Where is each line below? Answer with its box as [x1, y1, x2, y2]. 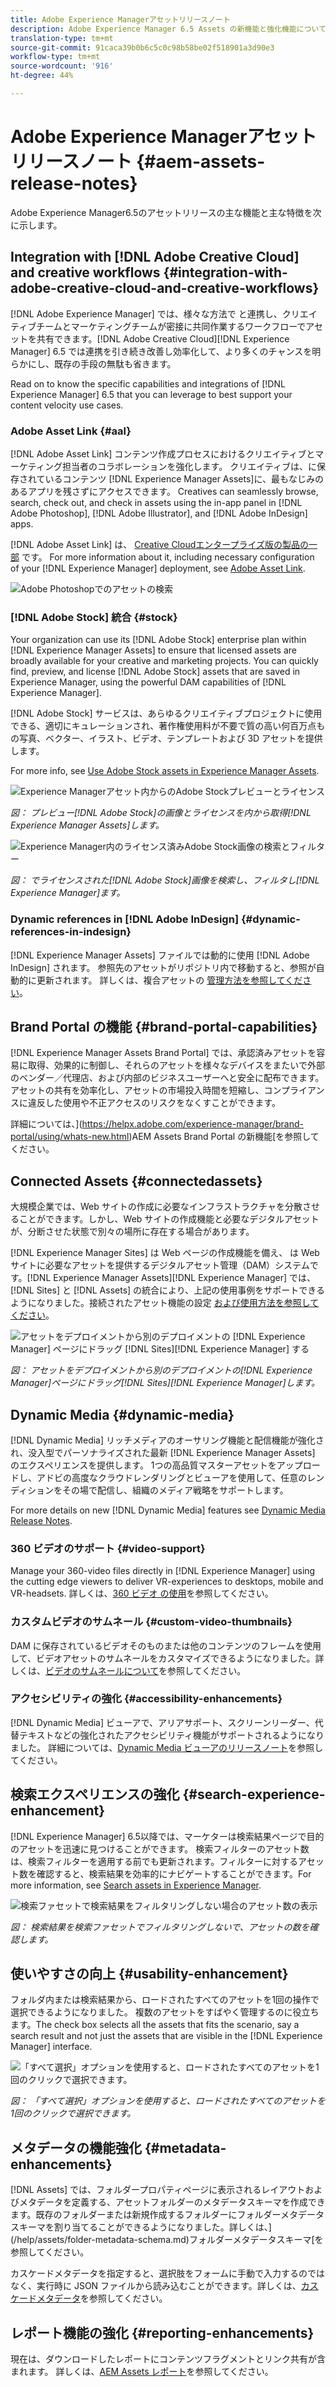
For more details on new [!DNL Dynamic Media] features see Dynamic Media [10, 1504, 326, 1516]
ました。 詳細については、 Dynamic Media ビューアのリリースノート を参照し [10, 1741, 324, 1753]
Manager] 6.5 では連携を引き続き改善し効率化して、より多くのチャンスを [10, 345, 313, 357]
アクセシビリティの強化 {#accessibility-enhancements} [10, 1692, 283, 1706]
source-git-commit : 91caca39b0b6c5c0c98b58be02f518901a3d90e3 [10, 42, 275, 53]
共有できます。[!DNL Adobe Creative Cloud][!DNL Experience [36, 332, 290, 345]
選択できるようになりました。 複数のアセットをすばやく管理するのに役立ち [10, 2006, 320, 2018]
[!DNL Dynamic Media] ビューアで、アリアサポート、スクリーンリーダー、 [10, 1716, 315, 1728]
